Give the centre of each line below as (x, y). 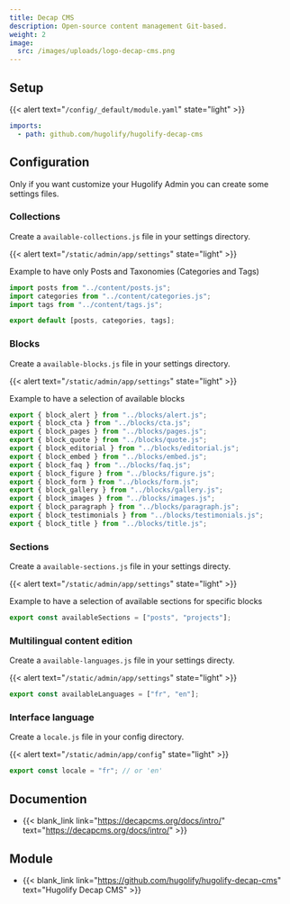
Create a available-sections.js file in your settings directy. (120, 566)
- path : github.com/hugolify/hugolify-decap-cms (110, 134)
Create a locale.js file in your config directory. (97, 737)
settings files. (34, 194)
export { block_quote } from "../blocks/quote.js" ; (108, 440)
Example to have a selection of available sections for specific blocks (136, 601)
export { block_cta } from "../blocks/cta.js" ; (100, 423)
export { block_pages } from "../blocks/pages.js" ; (108, 432)
